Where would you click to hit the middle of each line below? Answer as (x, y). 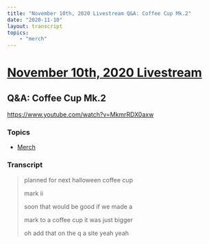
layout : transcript (35, 26)
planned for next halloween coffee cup (78, 180)
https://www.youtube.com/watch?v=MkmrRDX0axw (81, 114)
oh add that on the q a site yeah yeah (76, 233)
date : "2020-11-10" (35, 20)
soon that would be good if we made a (78, 206)
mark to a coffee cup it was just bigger (78, 219)
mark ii (33, 193)
